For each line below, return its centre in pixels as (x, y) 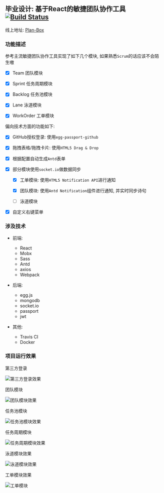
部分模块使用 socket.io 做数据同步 (47, 169)
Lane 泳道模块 (27, 105)
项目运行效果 (21, 356)
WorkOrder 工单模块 (33, 116)
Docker (27, 342)
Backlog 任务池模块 (32, 94)
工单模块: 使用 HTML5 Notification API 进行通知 (68, 180)
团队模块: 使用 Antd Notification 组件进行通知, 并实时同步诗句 (83, 190)
